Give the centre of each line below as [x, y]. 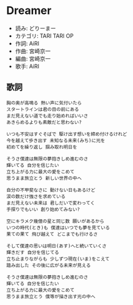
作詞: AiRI [27, 43]
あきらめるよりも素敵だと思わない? [44, 122]
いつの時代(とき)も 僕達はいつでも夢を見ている [58, 228]
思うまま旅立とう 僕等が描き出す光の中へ [51, 296]
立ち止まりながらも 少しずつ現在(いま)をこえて [58, 259]
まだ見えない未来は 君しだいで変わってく [51, 203]
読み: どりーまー [35, 28]
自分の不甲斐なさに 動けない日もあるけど [51, 190]
